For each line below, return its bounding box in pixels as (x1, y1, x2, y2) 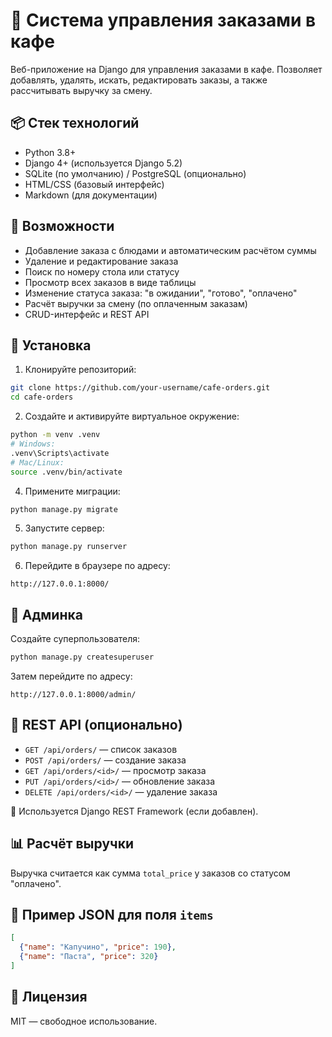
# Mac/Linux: (10, 457, 65, 468)
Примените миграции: (24, 485, 121, 497)
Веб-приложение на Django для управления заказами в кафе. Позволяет (10, 63, 323, 75)
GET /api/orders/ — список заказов (24, 743, 178, 755)
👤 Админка (10, 606, 83, 623)
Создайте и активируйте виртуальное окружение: (24, 410, 240, 423)
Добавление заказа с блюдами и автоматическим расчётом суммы (24, 244, 317, 256)
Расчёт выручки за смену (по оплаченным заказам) (24, 297, 248, 309)
